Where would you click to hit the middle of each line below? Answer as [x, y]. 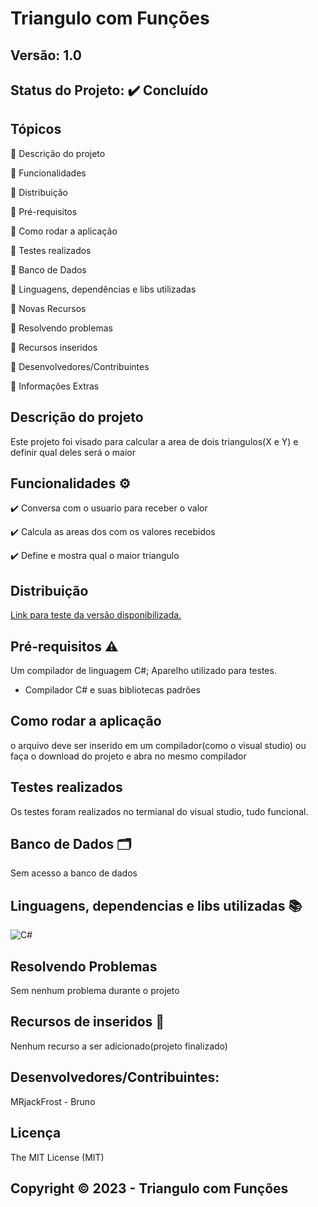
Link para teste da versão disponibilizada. [96, 615]
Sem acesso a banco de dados [74, 873]
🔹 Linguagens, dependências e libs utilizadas [103, 289]
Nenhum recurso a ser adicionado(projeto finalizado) [119, 1046]
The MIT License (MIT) [57, 1157]
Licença [36, 1133]
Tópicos [36, 129]
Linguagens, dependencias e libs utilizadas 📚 [156, 905]
